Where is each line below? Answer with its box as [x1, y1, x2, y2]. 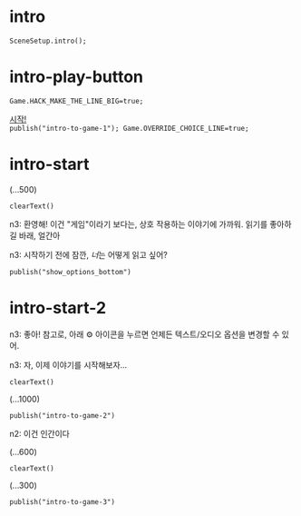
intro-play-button [9, 66, 143, 87]
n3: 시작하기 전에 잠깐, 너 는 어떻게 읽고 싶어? [9, 249, 168, 260]
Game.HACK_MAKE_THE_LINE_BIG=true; [9, 96, 144, 105]
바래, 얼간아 [18, 230, 61, 241]
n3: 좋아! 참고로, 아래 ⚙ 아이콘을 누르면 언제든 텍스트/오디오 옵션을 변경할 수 [9, 329, 280, 340]
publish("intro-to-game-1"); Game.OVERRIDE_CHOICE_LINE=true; [9, 124, 249, 133]
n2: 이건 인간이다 [9, 428, 70, 439]
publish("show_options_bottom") [9, 267, 131, 276]
